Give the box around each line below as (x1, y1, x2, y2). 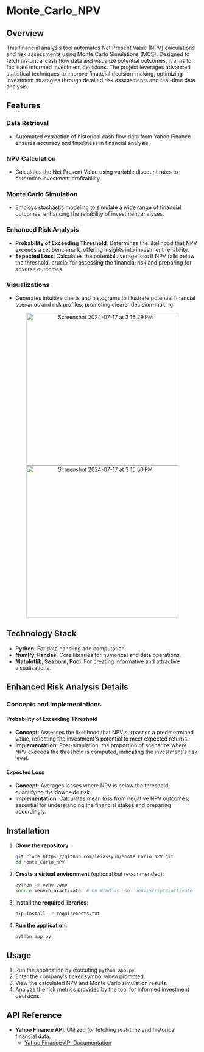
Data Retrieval (6, 119, 49, 127)
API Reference (6, 1010, 62, 1020)
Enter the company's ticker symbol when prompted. (15, 973, 146, 980)
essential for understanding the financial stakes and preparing (15, 801, 172, 809)
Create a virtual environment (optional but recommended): (15, 870, 164, 878)
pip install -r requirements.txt (15, 911, 100, 917)
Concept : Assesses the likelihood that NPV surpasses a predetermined (15, 729, 194, 736)
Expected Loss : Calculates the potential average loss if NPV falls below (15, 252, 195, 260)
